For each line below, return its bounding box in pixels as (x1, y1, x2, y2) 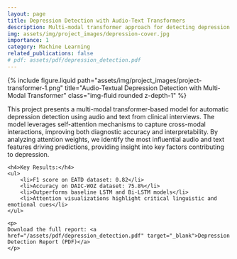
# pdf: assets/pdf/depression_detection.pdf (7, 57, 141, 64)
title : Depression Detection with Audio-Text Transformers (7, 17, 186, 24)
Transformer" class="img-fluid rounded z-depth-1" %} (27, 91, 187, 99)
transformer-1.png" (7, 83, 64, 92)
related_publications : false (7, 50, 94, 57)
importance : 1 (7, 37, 50, 44)
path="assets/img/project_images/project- (77, 76, 202, 84)
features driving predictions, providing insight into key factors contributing (7, 143, 225, 151)
